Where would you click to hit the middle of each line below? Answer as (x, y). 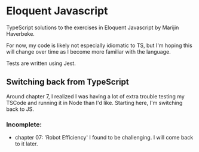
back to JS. (20, 109)
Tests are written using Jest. (41, 63)
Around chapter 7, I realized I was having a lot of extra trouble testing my (96, 96)
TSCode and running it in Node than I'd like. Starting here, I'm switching (94, 103)
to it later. (26, 144)
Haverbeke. (20, 33)
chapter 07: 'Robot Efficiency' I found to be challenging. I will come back (104, 138)
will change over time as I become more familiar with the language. (89, 51)
